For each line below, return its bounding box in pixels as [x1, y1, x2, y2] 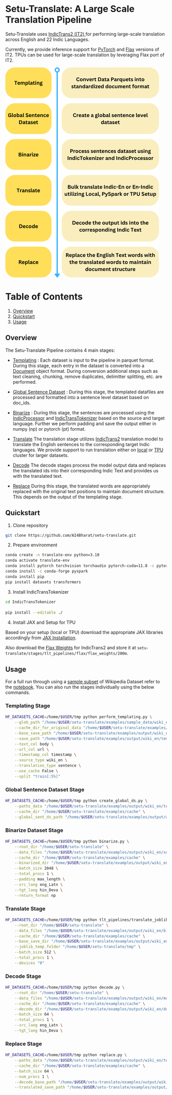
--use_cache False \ [14, 769, 58, 774]
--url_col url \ [14, 747, 50, 752]
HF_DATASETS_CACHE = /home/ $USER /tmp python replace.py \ [5, 1052, 127, 1058]
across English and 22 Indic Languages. [5, 36, 90, 43]
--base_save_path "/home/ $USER [14, 730, 81, 735]
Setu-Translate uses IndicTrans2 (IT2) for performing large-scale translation [5, 31, 165, 37]
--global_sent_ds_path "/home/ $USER [14, 814, 93, 819]
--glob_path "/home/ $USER [14, 720, 70, 725]
